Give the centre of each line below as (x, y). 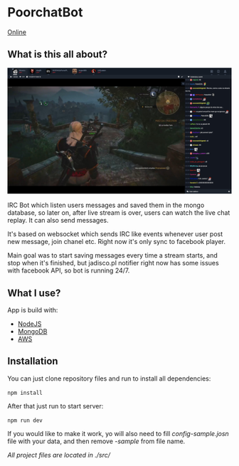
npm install (25, 393)
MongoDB (32, 332)
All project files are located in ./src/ (59, 455)
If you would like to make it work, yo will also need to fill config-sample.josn (118, 433)
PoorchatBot (45, 12)
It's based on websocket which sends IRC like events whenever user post (115, 234)
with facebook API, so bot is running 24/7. (69, 270)
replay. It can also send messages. (58, 221)
